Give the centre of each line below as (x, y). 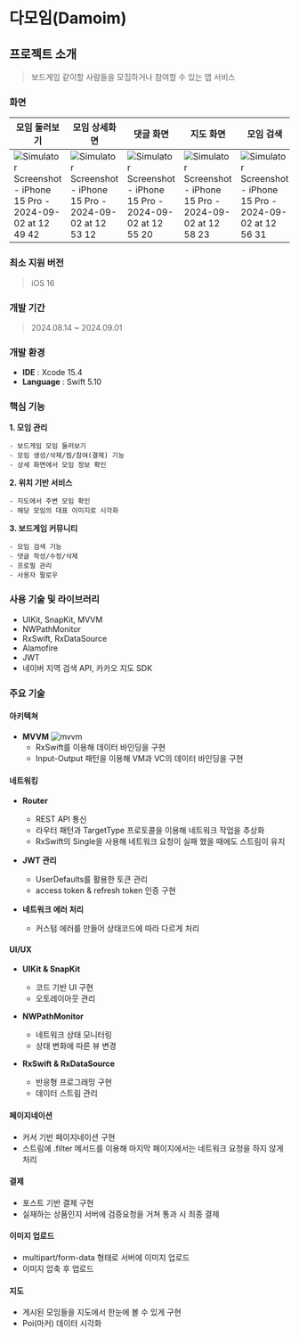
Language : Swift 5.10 (62, 382)
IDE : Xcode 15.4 (52, 373)
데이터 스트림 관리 (66, 1094)
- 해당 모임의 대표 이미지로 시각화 (64, 511)
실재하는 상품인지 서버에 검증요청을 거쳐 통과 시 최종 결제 (121, 1214)
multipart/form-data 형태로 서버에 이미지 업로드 (106, 1257)
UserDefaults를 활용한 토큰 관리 (92, 880)
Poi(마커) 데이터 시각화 (62, 1324)
